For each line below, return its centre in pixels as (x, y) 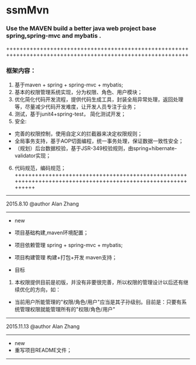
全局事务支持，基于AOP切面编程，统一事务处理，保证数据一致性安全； (99, 141)
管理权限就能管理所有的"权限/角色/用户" (67, 309)
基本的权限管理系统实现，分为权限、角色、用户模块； (78, 92)
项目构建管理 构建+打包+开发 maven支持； (66, 257)
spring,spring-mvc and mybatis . (54, 36)
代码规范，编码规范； (40, 168)
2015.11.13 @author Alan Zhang (43, 326)
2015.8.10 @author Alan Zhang (43, 204)
